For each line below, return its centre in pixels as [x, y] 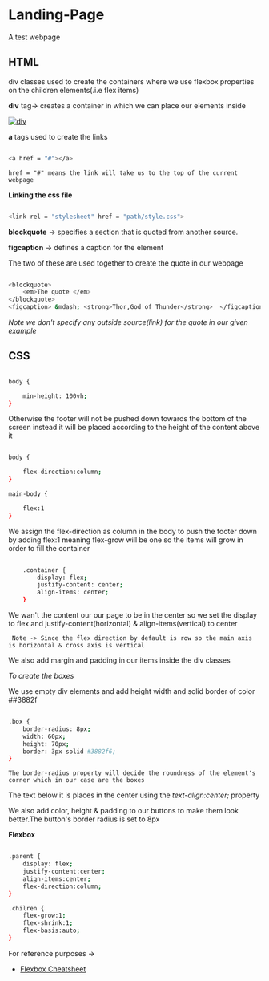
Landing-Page [56, 15]
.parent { [25, 857]
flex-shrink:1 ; [48, 923]
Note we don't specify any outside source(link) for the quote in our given [128, 322]
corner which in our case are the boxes [77, 780]
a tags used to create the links [58, 136]
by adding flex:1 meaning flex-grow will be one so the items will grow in [126, 540]
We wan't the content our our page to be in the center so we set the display [133, 615]
